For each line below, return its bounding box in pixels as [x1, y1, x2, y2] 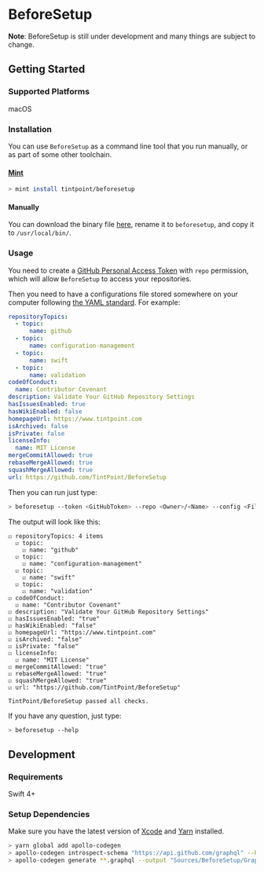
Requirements [8, 771, 64, 782]
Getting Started [8, 63, 86, 76]
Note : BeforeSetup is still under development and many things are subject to [8, 31, 256, 41]
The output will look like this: [8, 517, 101, 526]
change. [8, 39, 35, 49]
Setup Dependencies [8, 808, 90, 819]
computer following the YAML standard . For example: [8, 297, 181, 307]
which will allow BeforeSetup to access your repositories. [8, 273, 192, 284]
